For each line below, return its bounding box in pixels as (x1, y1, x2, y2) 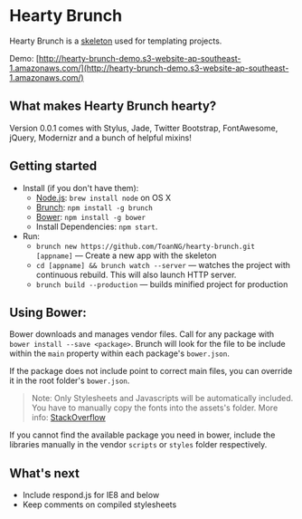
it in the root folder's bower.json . (9, 375, 130, 386)
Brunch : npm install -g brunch (35, 201, 154, 213)
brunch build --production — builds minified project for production (35, 278, 288, 290)
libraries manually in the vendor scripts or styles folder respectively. (9, 439, 268, 450)
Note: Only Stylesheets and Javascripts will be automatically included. (31, 393, 294, 404)
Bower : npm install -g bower (35, 211, 146, 222)
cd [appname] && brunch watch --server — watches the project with (35, 259, 291, 270)
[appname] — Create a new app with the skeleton (35, 250, 217, 261)
